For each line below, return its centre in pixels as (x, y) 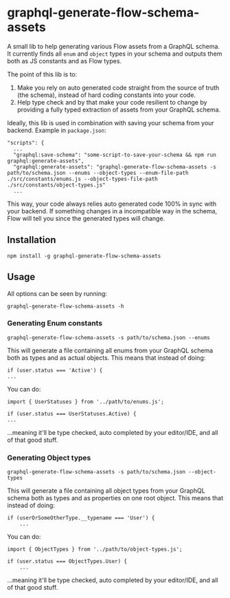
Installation (32, 240)
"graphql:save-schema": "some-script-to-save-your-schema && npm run (115, 155)
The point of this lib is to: (42, 74)
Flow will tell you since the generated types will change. (86, 218)
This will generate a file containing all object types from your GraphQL (106, 491)
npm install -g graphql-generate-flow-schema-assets (84, 256)
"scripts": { (26, 142)
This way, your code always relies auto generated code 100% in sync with (112, 204)
